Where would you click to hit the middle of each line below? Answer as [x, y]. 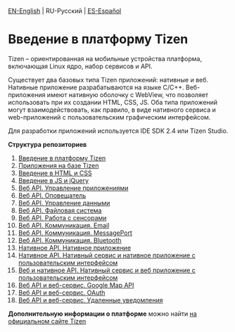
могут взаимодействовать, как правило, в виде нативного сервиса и [112, 110]
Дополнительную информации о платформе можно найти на [103, 314]
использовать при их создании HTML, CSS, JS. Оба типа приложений [113, 102]
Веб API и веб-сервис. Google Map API [76, 285]
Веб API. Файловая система [60, 210]
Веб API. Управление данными [64, 203]
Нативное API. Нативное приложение [75, 248]
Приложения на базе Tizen [58, 165]
